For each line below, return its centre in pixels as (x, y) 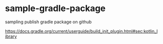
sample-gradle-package (55, 8)
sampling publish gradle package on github (48, 22)
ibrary (11, 36)
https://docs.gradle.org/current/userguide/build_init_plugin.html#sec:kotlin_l (81, 31)
